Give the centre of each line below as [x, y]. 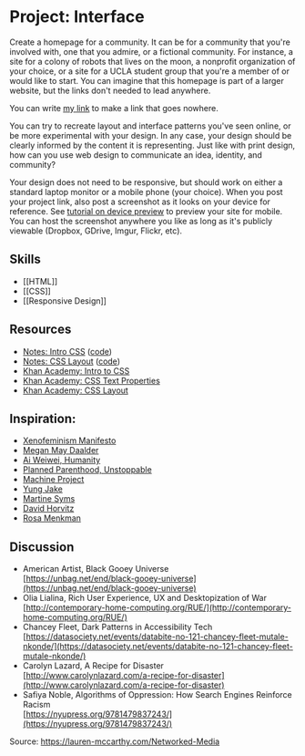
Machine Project [53, 480]
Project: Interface [77, 17]
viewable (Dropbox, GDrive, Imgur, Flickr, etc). [96, 231]
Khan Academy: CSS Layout [76, 390]
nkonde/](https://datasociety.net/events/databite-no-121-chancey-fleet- [158, 647]
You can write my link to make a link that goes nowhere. [114, 108]
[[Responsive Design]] [65, 300]
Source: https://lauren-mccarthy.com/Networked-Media [115, 741]
